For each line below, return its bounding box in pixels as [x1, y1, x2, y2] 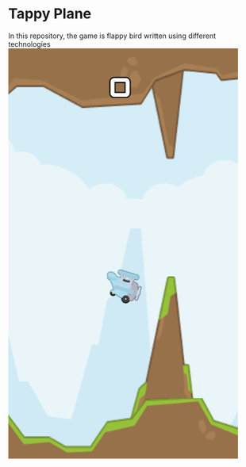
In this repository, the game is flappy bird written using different [8, 31, 217, 40]
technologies [8, 39, 51, 48]
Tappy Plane [8, 5, 92, 23]
